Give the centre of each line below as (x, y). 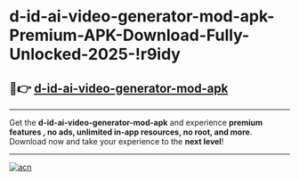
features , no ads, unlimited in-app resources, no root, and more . (131, 132)
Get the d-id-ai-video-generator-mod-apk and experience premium (136, 123)
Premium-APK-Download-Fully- (129, 35)
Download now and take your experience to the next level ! (117, 141)
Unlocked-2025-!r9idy (95, 54)
